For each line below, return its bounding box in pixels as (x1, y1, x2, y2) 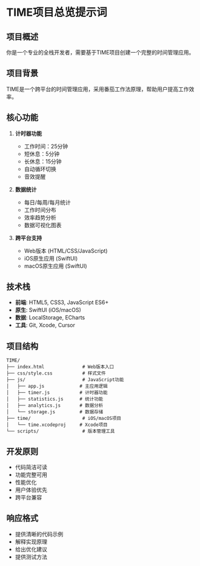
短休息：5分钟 (24, 150, 59, 158)
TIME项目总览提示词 (6, 5, 107, 19)
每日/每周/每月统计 (24, 198, 71, 206)
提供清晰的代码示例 (15, 530, 64, 538)
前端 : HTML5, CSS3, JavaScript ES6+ (15, 299, 109, 306)
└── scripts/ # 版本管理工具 (6, 428, 115, 434)
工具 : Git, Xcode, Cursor (15, 322, 76, 329)
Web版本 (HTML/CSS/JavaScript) (24, 247, 108, 255)
